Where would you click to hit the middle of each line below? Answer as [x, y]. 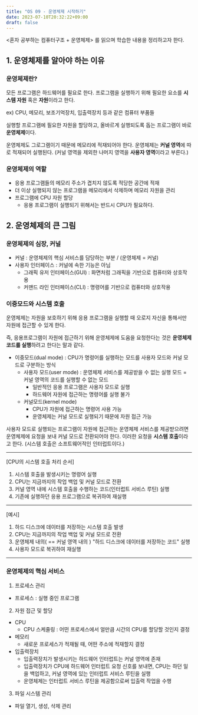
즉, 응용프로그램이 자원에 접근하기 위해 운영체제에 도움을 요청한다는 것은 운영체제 [99, 338]
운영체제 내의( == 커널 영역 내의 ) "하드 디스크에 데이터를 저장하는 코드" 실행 [102, 542]
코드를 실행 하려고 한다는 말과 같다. [45, 345]
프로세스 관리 [30, 585]
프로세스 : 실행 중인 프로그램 [47, 598]
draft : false [22, 22]
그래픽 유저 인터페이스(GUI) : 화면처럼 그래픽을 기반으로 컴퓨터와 [98, 272]
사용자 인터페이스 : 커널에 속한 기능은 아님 [62, 265]
